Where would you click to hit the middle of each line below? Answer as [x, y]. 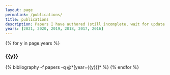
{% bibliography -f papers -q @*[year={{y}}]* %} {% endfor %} [72, 67]
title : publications [27, 19]
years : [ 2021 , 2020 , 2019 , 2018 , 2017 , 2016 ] [54, 29]
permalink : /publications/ [34, 15]
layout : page [19, 10]
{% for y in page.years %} [33, 43]
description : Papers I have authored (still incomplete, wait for [77, 24]
